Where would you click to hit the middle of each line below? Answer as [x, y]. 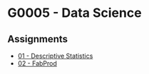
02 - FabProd [37, 63]
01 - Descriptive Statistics [55, 56]
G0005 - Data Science [74, 13]
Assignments [38, 39]
